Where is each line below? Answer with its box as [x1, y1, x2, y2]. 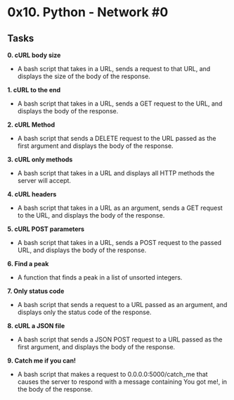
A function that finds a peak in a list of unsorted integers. [17, 273, 183, 282]
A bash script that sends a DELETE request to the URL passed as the [17, 135, 216, 142]
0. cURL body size [7, 51, 61, 59]
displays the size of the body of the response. [17, 72, 151, 80]
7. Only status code [7, 287, 65, 295]
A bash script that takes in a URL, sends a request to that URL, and [17, 65, 211, 73]
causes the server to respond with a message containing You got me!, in [17, 377, 227, 386]
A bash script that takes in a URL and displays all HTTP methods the [17, 169, 215, 177]
